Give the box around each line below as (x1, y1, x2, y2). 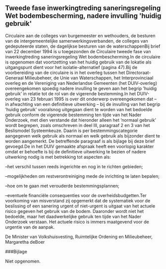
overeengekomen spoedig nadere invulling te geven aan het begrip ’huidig (5, 85, 157, 91)
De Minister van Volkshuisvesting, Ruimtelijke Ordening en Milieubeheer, (5, 233, 153, 240)
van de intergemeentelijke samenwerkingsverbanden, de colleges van (5, 38, 148, 44)
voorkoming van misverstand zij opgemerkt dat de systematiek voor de (5, 198, 151, 203)
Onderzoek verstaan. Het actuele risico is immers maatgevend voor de (5, 218, 150, 225)
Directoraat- (126, 69, 151, 75)
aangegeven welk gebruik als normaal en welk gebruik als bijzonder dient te (5, 133, 160, 138)
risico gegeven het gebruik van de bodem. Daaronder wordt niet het (5, 208, 144, 214)
